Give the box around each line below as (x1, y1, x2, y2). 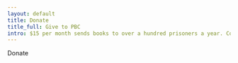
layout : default (7, 10, 55, 17)
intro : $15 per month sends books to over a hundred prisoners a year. (7, 29, 223, 37)
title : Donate (7, 17, 50, 24)
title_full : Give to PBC (7, 23, 81, 30)
